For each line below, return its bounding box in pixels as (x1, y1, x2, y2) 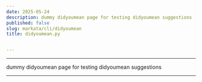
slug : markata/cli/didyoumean (6, 25, 82, 32)
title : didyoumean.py (6, 31, 61, 37)
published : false (6, 20, 50, 26)
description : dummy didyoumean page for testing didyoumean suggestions (6, 14, 192, 20)
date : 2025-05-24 (6, 8, 50, 15)
